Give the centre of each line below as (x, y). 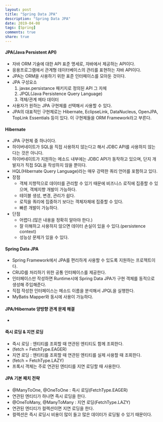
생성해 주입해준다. (29, 285)
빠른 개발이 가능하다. (39, 208)
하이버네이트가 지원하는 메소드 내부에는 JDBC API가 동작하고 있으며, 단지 (81, 159)
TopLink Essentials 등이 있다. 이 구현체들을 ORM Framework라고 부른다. (82, 118)
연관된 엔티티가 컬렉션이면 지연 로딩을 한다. (53, 408)
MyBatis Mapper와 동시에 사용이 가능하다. (53, 297)
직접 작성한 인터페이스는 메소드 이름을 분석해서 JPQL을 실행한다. (73, 291)
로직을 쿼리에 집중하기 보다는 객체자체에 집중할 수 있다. (71, 202)
